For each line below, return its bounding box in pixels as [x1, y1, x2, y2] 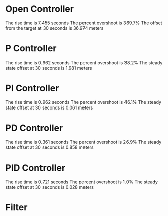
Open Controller [5, 3, 74, 15]
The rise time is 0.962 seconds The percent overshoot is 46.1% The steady [5, 99, 162, 105]
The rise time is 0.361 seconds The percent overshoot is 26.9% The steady [5, 139, 162, 145]
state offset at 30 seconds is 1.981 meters [5, 65, 92, 71]
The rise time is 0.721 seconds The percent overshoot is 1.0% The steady [5, 179, 158, 185]
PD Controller [5, 122, 63, 134]
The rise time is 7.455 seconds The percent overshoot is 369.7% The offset [5, 20, 163, 26]
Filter [5, 201, 28, 213]
